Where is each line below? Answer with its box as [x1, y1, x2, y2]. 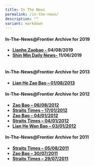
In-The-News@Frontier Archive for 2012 [5, 91, 90, 97]
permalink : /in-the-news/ [5, 12, 58, 17]
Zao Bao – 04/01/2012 [12, 112, 58, 118]
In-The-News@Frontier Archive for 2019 [5, 36, 90, 42]
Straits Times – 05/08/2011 [12, 145, 69, 151]
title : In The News [5, 7, 46, 12]
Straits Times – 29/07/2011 [12, 156, 68, 162]
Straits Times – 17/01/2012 [12, 107, 68, 113]
